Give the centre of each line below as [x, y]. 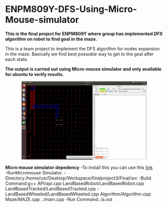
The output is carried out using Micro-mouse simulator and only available [83, 69]
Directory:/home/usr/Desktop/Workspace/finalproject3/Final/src [71, 178]
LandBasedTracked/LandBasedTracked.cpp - [52, 188]
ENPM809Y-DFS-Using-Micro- [71, 9]
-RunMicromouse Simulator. [34, 172]
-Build [145, 178]
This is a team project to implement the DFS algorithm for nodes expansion [82, 48]
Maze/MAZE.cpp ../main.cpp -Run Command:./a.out [59, 199]
